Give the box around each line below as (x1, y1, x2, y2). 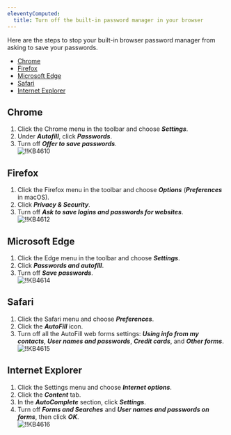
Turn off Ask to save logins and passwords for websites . (17, 208, 184, 216)
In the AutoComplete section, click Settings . (17, 397, 146, 406)
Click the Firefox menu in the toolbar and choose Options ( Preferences (17, 186, 223, 194)
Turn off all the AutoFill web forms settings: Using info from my (17, 329, 200, 338)
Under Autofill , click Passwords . (17, 132, 113, 141)
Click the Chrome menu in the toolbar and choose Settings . (17, 125, 189, 133)
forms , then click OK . (17, 412, 79, 421)
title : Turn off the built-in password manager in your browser (13, 17, 204, 24)
